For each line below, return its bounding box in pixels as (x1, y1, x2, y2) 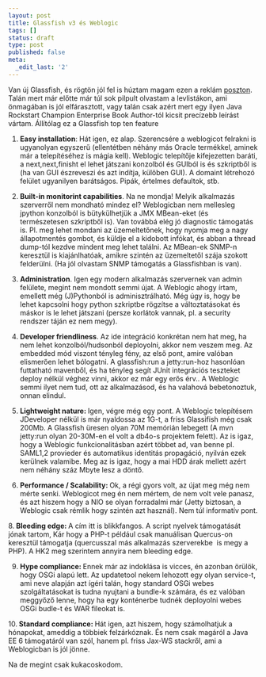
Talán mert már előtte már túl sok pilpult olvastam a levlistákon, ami (8, 93, 228, 103)
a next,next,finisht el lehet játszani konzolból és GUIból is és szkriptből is (19, 159, 257, 169)
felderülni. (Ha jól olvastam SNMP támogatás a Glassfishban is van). (19, 258, 242, 268)
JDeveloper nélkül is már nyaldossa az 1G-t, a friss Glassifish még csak (19, 414, 253, 424)
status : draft (8, 33, 55, 42)
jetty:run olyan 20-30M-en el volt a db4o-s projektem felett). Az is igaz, (19, 431, 253, 441)
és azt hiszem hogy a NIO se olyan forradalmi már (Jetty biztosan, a (19, 497, 241, 507)
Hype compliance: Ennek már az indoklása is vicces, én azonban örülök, (19, 561, 258, 571)
